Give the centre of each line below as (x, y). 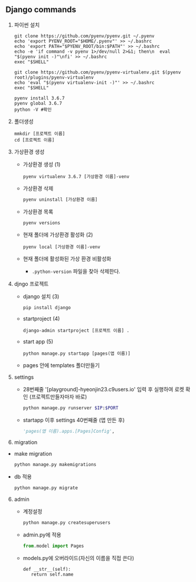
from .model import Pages (53, 546)
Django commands (41, 10)
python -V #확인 (33, 110)
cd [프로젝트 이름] (34, 140)
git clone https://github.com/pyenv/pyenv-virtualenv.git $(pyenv (97, 72)
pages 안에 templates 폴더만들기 (61, 365)
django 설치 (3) (41, 296)
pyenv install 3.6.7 (39, 98)
